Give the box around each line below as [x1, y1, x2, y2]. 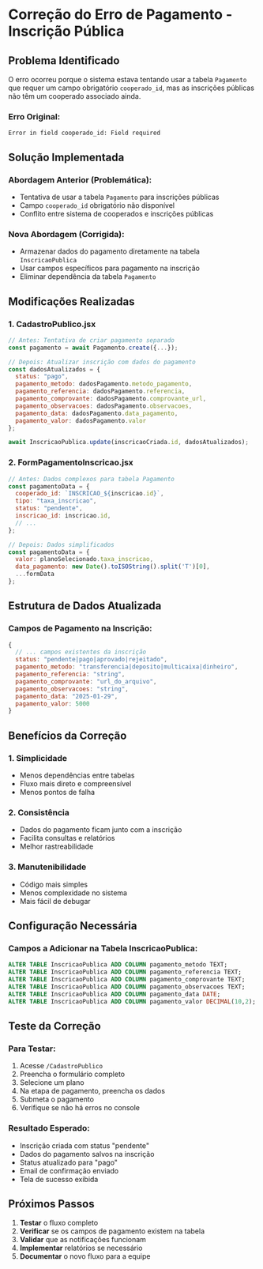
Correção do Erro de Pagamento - [8, 6, 233, 24]
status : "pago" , [15, 373, 69, 381]
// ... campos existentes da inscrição [15, 648, 147, 657]
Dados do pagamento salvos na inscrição [19, 1149, 155, 1158]
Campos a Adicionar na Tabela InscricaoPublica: [8, 943, 198, 954]
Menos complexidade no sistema [19, 887, 128, 898]
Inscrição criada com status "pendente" [19, 1140, 150, 1150]
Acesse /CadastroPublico [19, 1061, 103, 1071]
